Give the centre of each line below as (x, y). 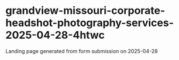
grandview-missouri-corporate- (85, 11)
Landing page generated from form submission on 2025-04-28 (82, 51)
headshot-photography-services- (89, 23)
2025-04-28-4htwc (55, 35)
